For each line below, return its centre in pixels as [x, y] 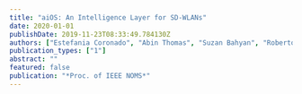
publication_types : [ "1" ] [58, 51]
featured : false [40, 68]
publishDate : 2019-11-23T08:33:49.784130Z [90, 34]
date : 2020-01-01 [42, 26]
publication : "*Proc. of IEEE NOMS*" [80, 76]
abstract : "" [34, 59]
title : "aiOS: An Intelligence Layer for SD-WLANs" [108, 17]
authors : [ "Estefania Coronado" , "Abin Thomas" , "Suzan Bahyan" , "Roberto [152, 43]
